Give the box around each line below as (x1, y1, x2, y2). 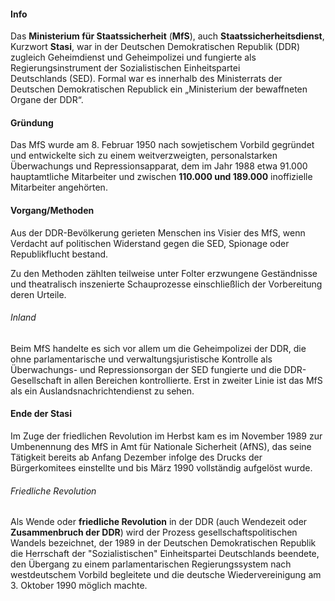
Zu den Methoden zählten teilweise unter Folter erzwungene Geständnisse (10, 267, 318, 279)
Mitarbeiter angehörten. (10, 181, 108, 194)
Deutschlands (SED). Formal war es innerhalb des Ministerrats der (10, 73, 283, 85)
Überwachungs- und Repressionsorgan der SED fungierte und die (10, 363, 282, 375)
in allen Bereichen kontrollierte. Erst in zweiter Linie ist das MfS (63, 374, 323, 386)
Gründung (10, 116, 54, 129)
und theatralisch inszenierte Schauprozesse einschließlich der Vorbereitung (10, 278, 323, 290)
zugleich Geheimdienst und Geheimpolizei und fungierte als (10, 51, 257, 64)
